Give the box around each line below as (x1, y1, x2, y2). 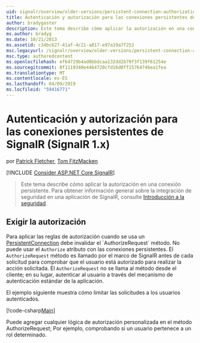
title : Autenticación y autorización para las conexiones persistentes (6, 14, 187, 20)
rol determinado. (6, 331, 47, 338)
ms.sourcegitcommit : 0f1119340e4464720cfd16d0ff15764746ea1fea (6, 64, 167, 71)
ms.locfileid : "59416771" (6, 87, 70, 93)
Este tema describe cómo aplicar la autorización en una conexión (20, 180, 182, 188)
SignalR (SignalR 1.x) (6, 138, 110, 151)
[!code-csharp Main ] (6, 307, 55, 314)
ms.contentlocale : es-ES (6, 75, 68, 81)
